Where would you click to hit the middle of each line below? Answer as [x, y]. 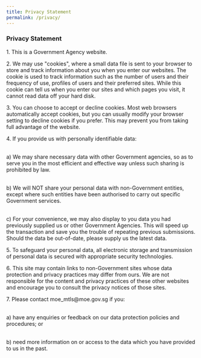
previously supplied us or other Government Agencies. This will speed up [97, 225]
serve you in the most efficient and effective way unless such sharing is [95, 163]
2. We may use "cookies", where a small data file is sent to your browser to [99, 64]
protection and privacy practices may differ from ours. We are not [88, 274]
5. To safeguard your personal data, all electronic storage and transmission [99, 250]
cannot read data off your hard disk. [51, 96]
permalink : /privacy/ [33, 18]
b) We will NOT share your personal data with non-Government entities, [95, 188]
